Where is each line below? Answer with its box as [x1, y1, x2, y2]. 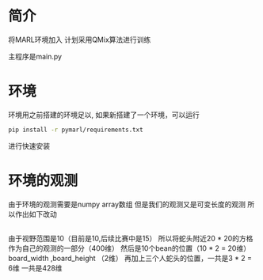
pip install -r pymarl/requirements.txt [8, 126, 144, 134]
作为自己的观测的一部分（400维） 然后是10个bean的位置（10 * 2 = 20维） [8, 244, 251, 253]
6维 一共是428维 [8, 263, 63, 273]
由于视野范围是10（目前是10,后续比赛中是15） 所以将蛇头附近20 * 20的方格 [8, 234, 253, 244]
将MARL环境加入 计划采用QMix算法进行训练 [8, 35, 151, 44]
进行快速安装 [8, 141, 50, 150]
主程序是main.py [8, 51, 62, 61]
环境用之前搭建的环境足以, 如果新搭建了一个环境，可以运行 [8, 110, 200, 119]
